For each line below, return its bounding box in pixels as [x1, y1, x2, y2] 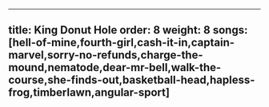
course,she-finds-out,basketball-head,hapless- [8, 73, 255, 87]
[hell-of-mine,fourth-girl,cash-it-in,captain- [8, 36, 235, 50]
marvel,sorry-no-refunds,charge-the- [8, 49, 203, 62]
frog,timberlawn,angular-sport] [8, 85, 171, 100]
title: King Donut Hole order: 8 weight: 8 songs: [8, 23, 248, 37]
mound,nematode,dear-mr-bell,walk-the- [8, 61, 222, 74]
